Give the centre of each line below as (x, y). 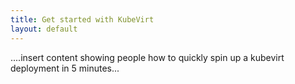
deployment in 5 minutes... (65, 68)
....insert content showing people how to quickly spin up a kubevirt (147, 57)
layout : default (44, 29)
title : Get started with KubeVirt (82, 19)
